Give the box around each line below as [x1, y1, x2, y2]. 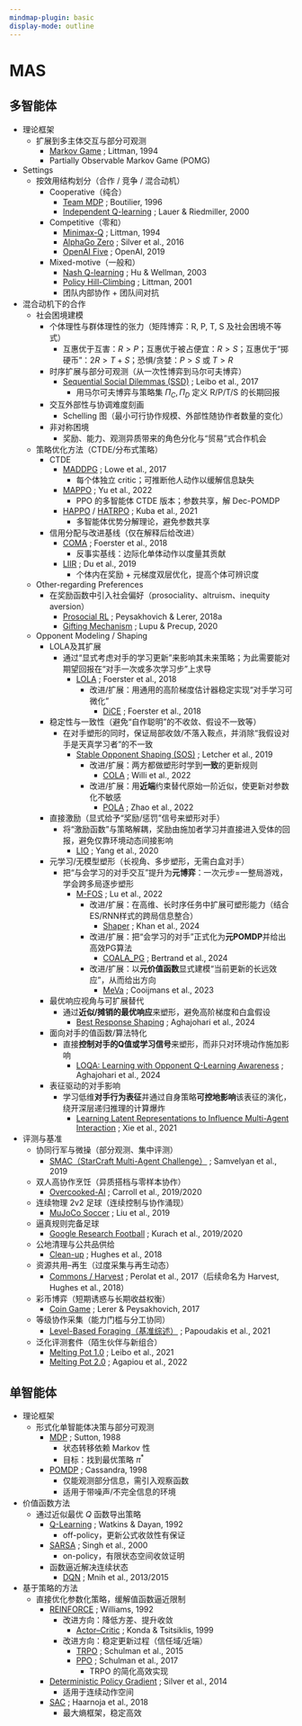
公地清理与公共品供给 [35, 1239, 115, 1250]
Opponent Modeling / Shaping [35, 631, 148, 642]
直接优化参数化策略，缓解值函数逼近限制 [35, 1594, 186, 1605]
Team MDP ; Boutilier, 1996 [62, 196, 164, 207]
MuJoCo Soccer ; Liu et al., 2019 [49, 1208, 171, 1218]
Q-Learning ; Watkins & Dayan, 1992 [49, 1518, 184, 1530]
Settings [22, 164, 54, 175]
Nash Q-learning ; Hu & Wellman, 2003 [62, 266, 207, 277]
